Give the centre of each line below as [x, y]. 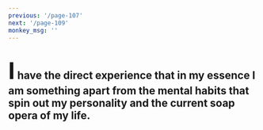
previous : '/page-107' [46, 15]
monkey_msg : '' [33, 30]
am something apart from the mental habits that [129, 91]
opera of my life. [50, 115]
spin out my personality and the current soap [122, 103]
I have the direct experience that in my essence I [132, 70]
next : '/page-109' [38, 23]
